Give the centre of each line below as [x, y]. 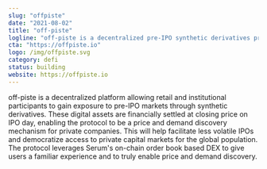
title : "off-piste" [41, 30]
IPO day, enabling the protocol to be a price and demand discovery [118, 122]
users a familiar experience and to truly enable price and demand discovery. [133, 156]
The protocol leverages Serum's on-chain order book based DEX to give [126, 148]
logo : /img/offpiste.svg [49, 52]
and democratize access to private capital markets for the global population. [133, 139]
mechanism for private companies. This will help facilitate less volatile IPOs [131, 131]
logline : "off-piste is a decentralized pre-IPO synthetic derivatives [129, 38]
